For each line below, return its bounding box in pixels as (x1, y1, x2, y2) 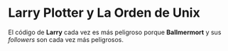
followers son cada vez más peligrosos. (8, 35, 124, 43)
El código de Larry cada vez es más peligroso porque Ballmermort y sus (8, 28, 222, 36)
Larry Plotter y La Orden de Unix (8, 5, 201, 21)
